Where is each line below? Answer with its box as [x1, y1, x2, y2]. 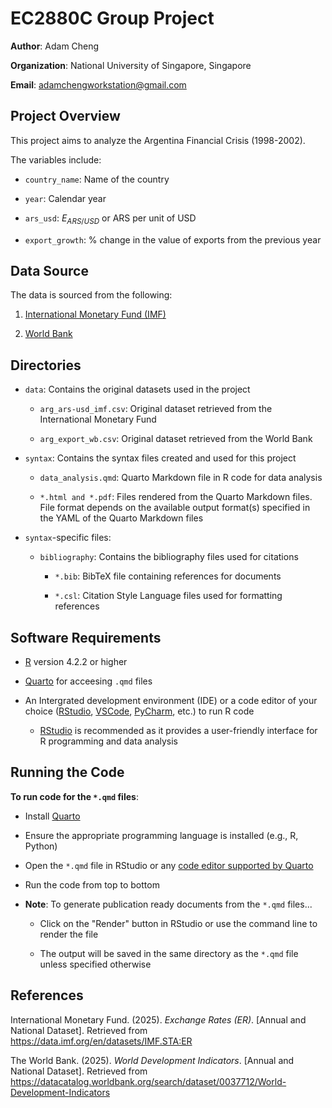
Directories [10, 357, 82, 374]
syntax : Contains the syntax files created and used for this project [24, 452, 297, 464]
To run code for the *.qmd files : [10, 790, 139, 802]
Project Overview [10, 108, 121, 125]
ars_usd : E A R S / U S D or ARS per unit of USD [24, 212, 197, 226]
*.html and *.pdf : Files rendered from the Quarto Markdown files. [39, 491, 313, 503]
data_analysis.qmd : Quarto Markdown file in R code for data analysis [39, 472, 323, 484]
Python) [24, 840, 58, 852]
